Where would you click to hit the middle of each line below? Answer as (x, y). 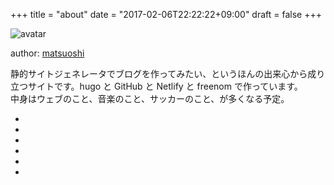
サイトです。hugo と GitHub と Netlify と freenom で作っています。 (165, 86)
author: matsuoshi (47, 53)
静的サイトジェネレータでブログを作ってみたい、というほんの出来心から (159, 73)
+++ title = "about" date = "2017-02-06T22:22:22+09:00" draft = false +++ (166, 14)
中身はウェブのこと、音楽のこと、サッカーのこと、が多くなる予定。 (150, 98)
